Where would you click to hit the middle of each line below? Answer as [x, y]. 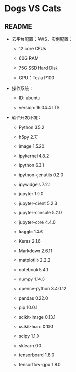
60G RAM [28, 58]
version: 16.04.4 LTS [39, 107]
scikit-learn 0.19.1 [36, 326]
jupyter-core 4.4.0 [37, 222]
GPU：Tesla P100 [37, 78]
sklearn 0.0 [30, 345]
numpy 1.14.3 [32, 279]
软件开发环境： [27, 117]
